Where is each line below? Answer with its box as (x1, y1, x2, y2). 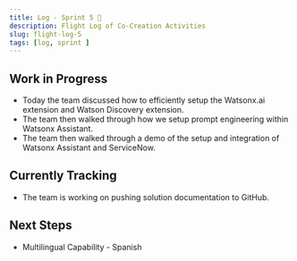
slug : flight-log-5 (9, 29, 82, 38)
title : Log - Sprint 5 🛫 (9, 13, 102, 22)
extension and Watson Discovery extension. (21, 105, 185, 115)
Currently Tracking (9, 168, 118, 183)
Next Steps (9, 218, 72, 233)
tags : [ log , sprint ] (9, 38, 90, 47)
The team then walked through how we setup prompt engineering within (21, 114, 289, 125)
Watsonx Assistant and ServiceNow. (21, 142, 157, 153)
